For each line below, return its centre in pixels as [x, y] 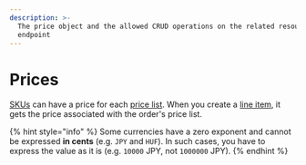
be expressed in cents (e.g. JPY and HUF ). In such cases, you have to [138, 141]
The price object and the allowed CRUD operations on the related [146, 26]
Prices [34, 79]
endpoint [34, 34]
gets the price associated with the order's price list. [106, 114]
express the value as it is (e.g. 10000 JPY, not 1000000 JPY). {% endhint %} [149, 151]
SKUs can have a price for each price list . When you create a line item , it [145, 104]
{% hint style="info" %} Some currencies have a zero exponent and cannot [150, 131]
